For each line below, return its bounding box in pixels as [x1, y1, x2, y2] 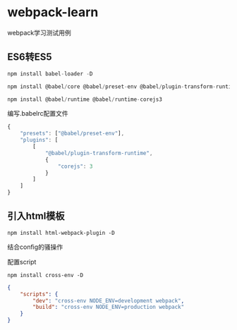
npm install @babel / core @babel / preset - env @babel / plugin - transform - [7, 82, 217, 90]
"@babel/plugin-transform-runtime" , [44, 149, 153, 157]
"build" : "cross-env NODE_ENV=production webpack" [32, 304, 185, 311]
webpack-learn [7, 4, 99, 20]
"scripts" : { [20, 291, 59, 298]
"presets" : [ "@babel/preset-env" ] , [20, 130, 125, 137]
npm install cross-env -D [7, 271, 83, 279]
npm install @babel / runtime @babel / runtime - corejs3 [7, 96, 162, 103]
